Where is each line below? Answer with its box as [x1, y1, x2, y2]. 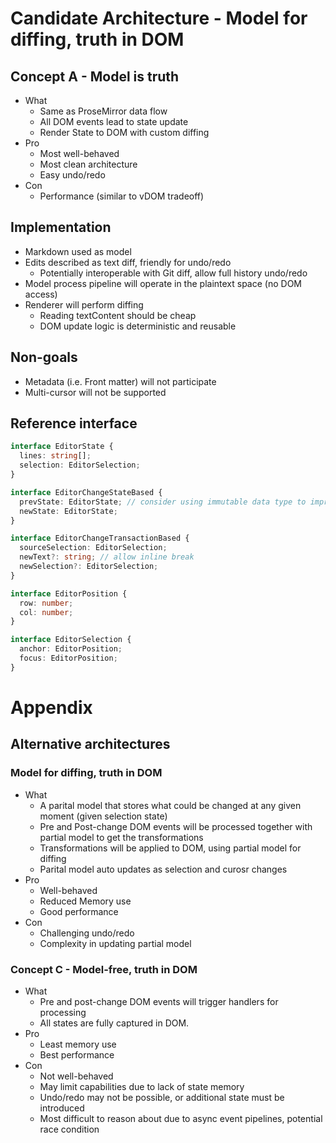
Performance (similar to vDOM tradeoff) [39, 190, 205, 202]
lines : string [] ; [19, 451, 92, 461]
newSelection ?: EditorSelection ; [19, 562, 159, 572]
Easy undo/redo [39, 169, 106, 181]
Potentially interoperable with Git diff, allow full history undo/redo [39, 267, 308, 279]
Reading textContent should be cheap [39, 309, 197, 321]
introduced [39, 1102, 85, 1114]
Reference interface [10, 415, 138, 432]
